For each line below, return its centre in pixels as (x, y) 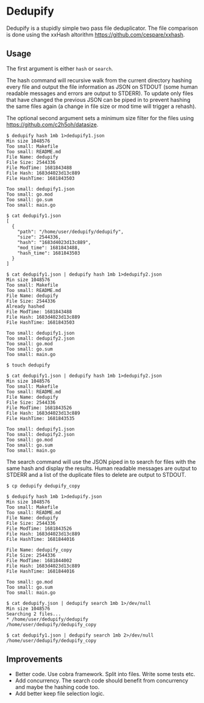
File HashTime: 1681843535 (40, 418)
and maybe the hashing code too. (57, 687)
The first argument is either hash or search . (60, 68)
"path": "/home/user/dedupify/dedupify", (70, 232)
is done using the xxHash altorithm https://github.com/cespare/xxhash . (96, 34)
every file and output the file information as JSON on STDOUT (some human (102, 87)
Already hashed (26, 306)
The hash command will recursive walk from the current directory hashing (99, 80)
